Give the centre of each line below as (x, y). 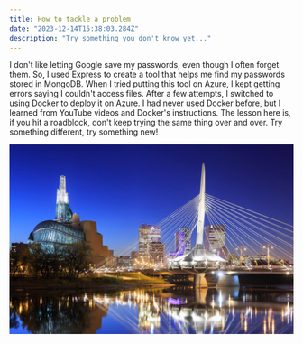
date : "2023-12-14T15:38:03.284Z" (74, 28)
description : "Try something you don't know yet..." (110, 38)
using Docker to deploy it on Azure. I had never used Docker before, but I (145, 103)
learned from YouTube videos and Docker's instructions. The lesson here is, (150, 113)
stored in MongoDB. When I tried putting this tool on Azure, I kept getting (145, 84)
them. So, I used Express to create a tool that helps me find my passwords (147, 74)
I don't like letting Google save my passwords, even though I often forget (144, 65)
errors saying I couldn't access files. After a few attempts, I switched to (142, 94)
